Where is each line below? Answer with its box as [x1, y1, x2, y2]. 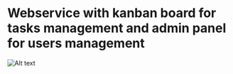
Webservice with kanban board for [7, 5, 217, 21]
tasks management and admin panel [7, 20, 227, 36]
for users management [7, 36, 146, 51]
